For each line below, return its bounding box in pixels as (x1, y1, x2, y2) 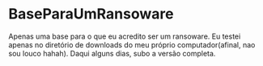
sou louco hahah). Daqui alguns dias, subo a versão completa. (8, 48, 216, 58)
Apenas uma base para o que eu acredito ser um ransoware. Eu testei (8, 31, 241, 41)
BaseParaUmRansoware (8, 5, 174, 23)
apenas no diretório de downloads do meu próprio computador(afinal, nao (8, 39, 256, 49)
